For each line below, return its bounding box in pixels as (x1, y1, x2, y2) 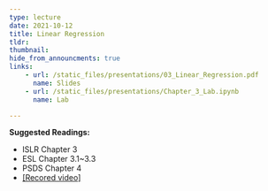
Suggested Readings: (9, 127, 90, 138)
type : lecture (9, 12, 62, 22)
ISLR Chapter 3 (21, 144, 78, 155)
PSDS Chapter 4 (21, 163, 82, 173)
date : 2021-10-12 (9, 21, 73, 30)
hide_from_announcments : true (9, 54, 121, 63)
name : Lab (32, 95, 69, 104)
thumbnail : (9, 46, 50, 55)
